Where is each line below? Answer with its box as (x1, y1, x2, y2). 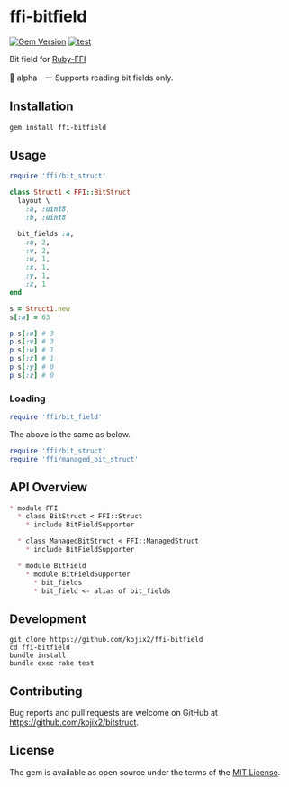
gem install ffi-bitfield (9, 123, 106, 132)
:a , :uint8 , (25, 205, 70, 214)
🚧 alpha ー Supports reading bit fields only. (9, 72, 174, 83)
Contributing (9, 683, 83, 699)
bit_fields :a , (17, 229, 75, 238)
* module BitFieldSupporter (25, 570, 131, 579)
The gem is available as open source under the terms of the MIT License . (9, 766, 281, 777)
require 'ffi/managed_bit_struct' (9, 454, 140, 463)
